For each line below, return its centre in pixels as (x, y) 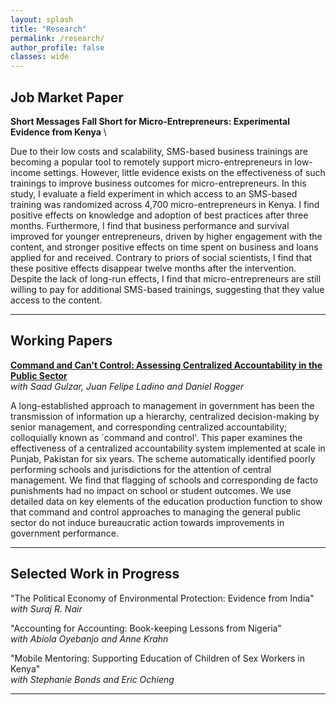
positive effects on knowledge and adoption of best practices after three (159, 215)
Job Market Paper (67, 97)
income (26, 172)
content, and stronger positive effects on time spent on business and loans (164, 247)
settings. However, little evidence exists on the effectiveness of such (184, 172)
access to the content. (56, 300)
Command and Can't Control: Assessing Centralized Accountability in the (166, 365)
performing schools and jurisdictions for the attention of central (141, 469)
